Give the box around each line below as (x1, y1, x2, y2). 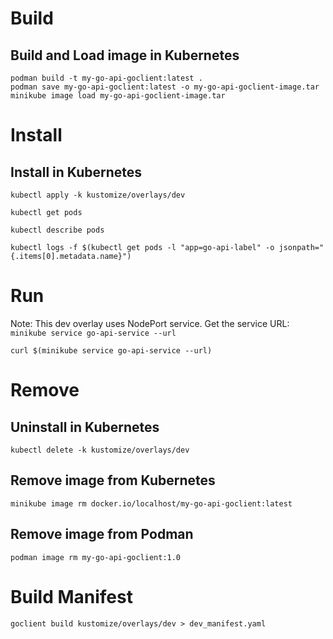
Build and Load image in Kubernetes (10, 47, 240, 64)
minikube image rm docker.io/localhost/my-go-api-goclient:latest (10, 498, 293, 509)
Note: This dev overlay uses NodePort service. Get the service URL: (10, 317, 290, 329)
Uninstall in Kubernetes (10, 418, 160, 436)
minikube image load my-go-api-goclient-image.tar (10, 91, 226, 101)
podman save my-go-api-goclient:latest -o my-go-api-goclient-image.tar (10, 82, 320, 92)
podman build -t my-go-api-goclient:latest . (10, 73, 203, 83)
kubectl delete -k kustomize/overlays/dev (10, 445, 190, 455)
